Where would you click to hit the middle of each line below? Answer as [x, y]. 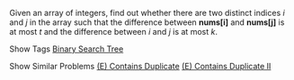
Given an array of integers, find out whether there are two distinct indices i [147, 13]
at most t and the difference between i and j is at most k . [114, 32]
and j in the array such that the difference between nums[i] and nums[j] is [147, 22]
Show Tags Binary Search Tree [67, 49]
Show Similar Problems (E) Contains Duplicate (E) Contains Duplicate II [140, 66]
